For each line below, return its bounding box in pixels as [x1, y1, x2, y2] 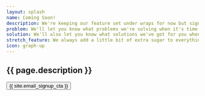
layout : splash [6, 9, 45, 15]
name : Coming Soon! [6, 15, 56, 21]
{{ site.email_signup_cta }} [9, 83, 68, 89]
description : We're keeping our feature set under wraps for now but [6, 20, 187, 26]
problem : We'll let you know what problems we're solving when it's [6, 26, 184, 32]
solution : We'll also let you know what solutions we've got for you [6, 32, 187, 38]
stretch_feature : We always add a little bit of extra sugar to [6, 37, 173, 43]
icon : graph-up [6, 43, 45, 49]
